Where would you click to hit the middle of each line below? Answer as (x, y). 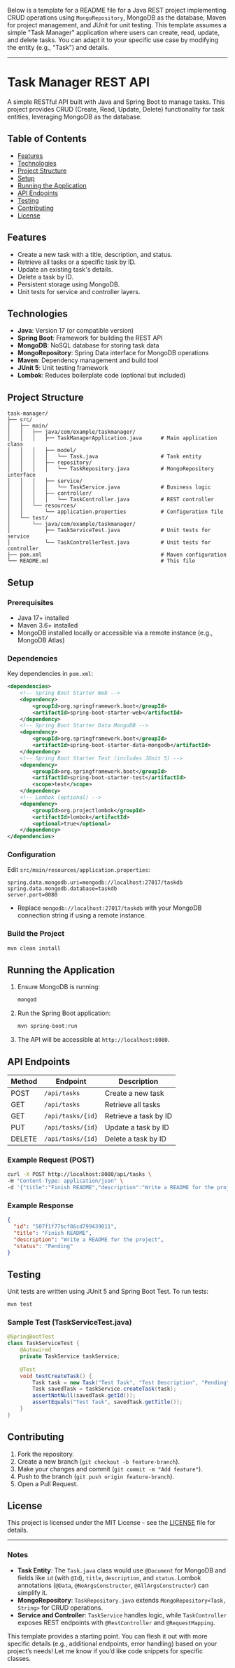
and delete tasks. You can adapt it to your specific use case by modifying (113, 40)
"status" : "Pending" (43, 1246)
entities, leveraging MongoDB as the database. (74, 117)
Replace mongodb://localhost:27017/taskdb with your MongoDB (109, 908)
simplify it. (32, 1592)
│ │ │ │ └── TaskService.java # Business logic (109, 487)
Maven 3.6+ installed (48, 625)
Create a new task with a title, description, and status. (95, 254)
